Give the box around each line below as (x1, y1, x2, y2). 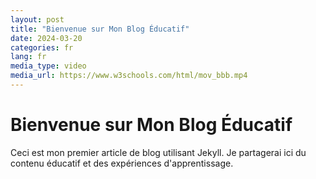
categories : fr (10, 42, 74, 53)
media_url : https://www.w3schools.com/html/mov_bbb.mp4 (10, 71, 248, 81)
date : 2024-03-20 (10, 33, 83, 43)
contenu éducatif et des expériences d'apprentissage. (10, 157, 234, 169)
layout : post (10, 14, 65, 25)
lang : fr (10, 52, 47, 62)
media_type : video (10, 61, 87, 71)
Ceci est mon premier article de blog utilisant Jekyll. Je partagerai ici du (10, 146, 307, 158)
